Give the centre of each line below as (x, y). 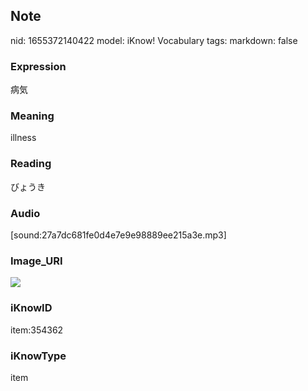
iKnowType (38, 356)
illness (23, 138)
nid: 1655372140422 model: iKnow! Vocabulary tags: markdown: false (154, 40)
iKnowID (31, 308)
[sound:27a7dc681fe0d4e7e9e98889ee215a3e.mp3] (118, 235)
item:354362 (37, 330)
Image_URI (36, 261)
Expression (38, 66)
